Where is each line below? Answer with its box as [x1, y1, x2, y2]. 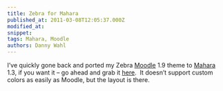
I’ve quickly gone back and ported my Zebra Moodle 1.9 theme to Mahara [7, 61, 216, 69]
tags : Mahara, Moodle [7, 36, 70, 43]
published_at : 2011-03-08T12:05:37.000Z [7, 17, 126, 23]
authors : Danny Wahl [7, 42, 67, 49]
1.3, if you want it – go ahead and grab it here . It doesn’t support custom [7, 68, 213, 77]
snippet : [7, 29, 32, 37]
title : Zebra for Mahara [7, 10, 79, 17]
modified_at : [7, 23, 45, 30]
